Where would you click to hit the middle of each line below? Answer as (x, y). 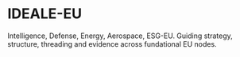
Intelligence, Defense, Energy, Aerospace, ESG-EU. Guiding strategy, (120, 36)
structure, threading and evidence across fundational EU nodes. (112, 44)
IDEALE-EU (45, 14)
